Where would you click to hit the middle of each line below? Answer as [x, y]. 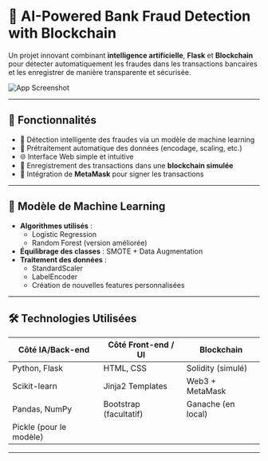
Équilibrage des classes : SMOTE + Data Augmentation [111, 251]
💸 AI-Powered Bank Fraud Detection [130, 16]
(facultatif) [123, 414]
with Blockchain [63, 33]
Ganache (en [211, 404]
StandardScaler [57, 268]
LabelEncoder [55, 276]
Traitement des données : [63, 259]
